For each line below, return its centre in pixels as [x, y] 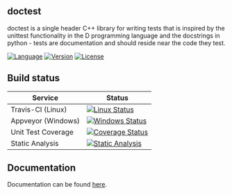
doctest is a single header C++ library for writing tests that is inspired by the [116, 28]
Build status [34, 78]
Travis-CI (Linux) [39, 109]
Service [45, 98]
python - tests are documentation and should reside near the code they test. [116, 43]
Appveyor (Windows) [45, 121]
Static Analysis [35, 143]
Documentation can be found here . [57, 185]
